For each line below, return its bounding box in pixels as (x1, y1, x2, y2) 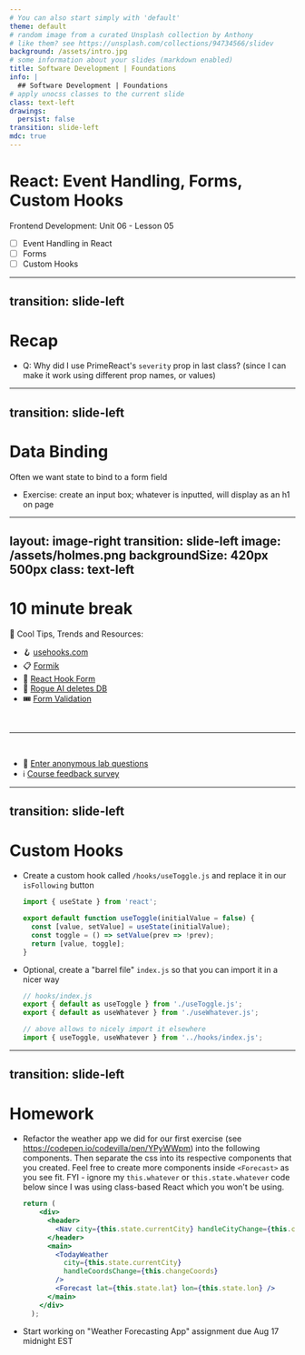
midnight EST (22, 1335, 74, 1346)
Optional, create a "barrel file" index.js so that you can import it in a (22, 964, 279, 975)
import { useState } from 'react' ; (22, 898, 158, 907)
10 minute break (9, 598, 133, 619)
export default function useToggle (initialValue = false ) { (22, 914, 255, 923)
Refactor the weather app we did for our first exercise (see (22, 1133, 242, 1144)
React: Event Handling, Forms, (9, 171, 243, 192)
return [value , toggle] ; (31, 938, 125, 948)
